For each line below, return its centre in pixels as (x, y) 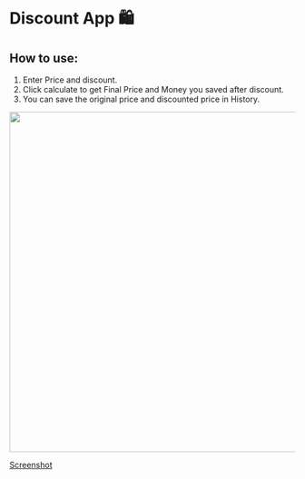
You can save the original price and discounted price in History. (141, 99)
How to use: (44, 58)
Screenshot (31, 465)
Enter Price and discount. (70, 80)
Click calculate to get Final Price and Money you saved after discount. (153, 89)
